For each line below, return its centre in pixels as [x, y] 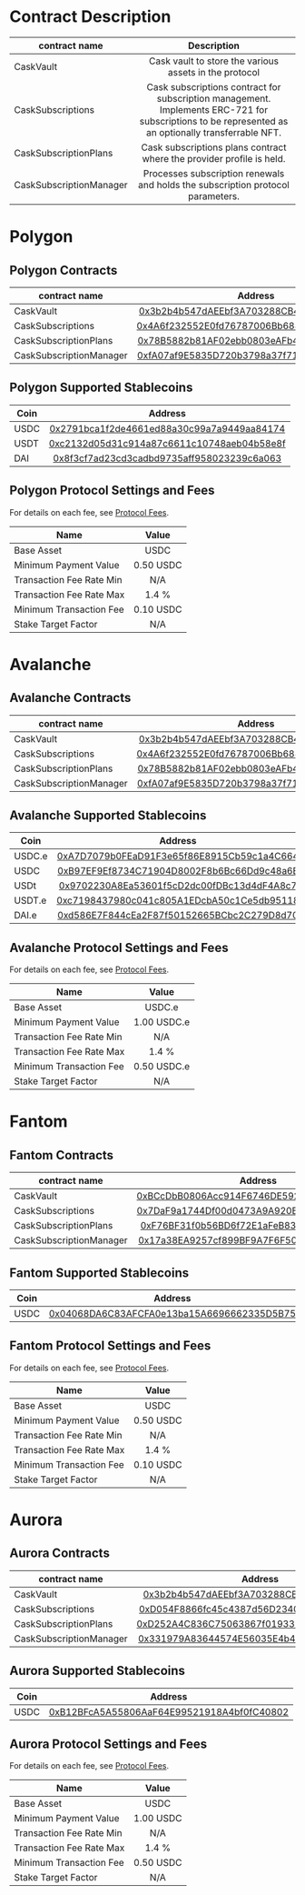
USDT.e [30, 900]
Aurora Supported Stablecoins [98, 1671]
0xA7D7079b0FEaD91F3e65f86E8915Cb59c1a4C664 [178, 857]
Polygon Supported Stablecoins [101, 388]
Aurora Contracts [60, 1554]
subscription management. [214, 98]
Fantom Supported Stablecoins [99, 1273]
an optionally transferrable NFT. [214, 132]
